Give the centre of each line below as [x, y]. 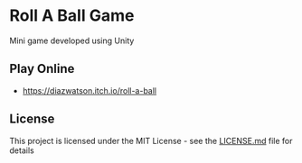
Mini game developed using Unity [72, 41]
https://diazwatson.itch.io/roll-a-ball [90, 90]
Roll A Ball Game [72, 16]
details [22, 150]
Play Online [42, 69]
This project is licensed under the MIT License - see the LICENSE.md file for [151, 140]
